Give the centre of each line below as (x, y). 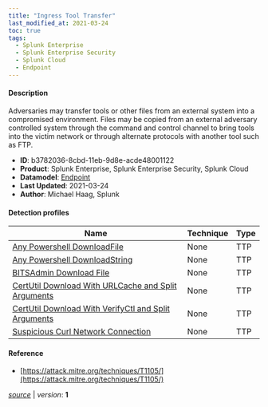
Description (28, 93)
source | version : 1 (39, 395)
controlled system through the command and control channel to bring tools (132, 128)
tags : (17, 38)
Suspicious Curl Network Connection (82, 332)
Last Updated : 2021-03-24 (64, 185)
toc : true (25, 30)
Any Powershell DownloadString (73, 260)
